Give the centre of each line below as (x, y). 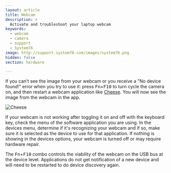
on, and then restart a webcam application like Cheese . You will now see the (86, 92)
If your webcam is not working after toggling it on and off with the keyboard (85, 117)
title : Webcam (20, 15)
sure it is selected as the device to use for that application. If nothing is (80, 134)
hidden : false (20, 57)
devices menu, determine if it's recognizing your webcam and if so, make (83, 128)
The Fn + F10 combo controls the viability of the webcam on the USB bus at (84, 154)
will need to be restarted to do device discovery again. (63, 165)
